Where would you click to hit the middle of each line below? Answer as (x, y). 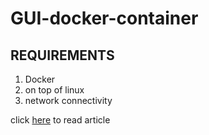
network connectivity (68, 100)
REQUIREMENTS (62, 55)
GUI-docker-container (104, 18)
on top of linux (54, 90)
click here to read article (60, 120)
